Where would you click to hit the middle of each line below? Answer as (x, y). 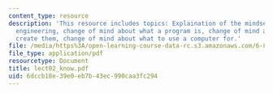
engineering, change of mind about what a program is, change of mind (138, 31)
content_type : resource (49, 16)
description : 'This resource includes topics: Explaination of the (125, 23)
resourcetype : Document (49, 61)
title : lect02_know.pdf (49, 69)
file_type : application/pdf (56, 53)
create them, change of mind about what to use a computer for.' (129, 38)
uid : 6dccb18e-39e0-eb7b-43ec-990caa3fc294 (83, 76)
